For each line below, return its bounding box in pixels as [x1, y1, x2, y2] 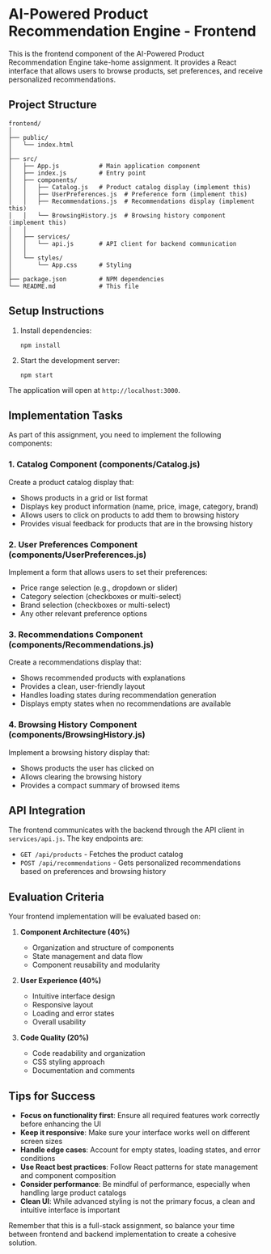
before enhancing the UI [19, 1119, 101, 1129]
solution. [8, 1238, 38, 1248]
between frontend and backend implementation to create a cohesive [8, 1230, 237, 1239]
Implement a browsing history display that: [8, 747, 150, 757]
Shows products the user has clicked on [19, 763, 155, 773]
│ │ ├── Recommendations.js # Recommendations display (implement [8, 197, 255, 205]
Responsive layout [32, 1000, 94, 1010]
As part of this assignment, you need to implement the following [8, 430, 222, 440]
